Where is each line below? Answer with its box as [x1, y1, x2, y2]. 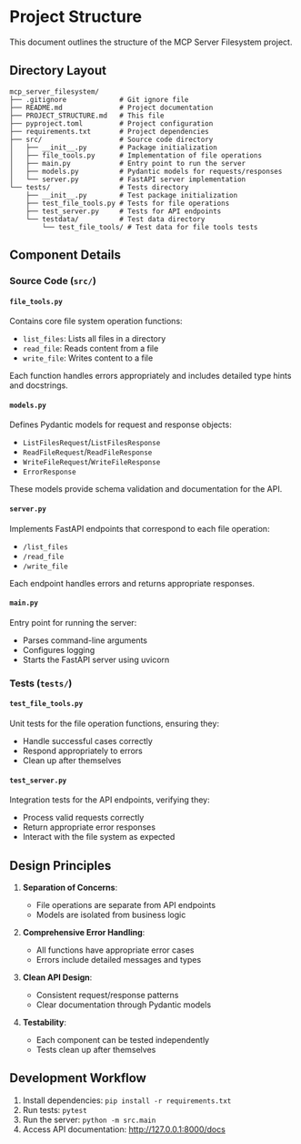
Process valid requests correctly [22, 812, 145, 823]
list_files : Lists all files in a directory [22, 333, 166, 344]
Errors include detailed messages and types [35, 955, 202, 965]
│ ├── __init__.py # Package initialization [9, 143, 218, 152]
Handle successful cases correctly [22, 736, 153, 746]
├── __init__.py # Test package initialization [25, 190, 238, 199]
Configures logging [22, 644, 95, 655]
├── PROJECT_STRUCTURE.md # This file [9, 111, 166, 120]
